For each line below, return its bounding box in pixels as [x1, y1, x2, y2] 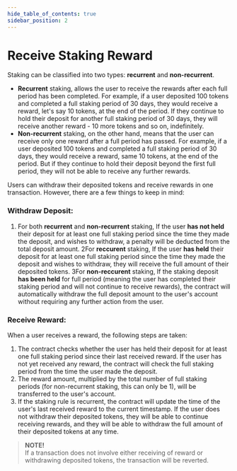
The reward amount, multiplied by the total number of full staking [17, 375, 207, 383]
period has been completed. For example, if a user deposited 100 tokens [17, 92, 229, 100]
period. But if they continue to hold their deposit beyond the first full [17, 160, 216, 168]
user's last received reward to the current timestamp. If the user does [17, 405, 221, 414]
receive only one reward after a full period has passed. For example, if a [17, 137, 228, 146]
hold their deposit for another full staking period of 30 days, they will [17, 115, 218, 123]
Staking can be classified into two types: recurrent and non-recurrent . [7, 71, 214, 79]
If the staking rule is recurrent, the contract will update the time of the [17, 397, 221, 406]
